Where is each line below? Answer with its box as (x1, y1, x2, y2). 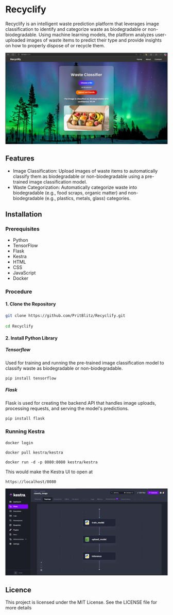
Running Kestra (5, 428, 45, 435)
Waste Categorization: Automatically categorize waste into (12, 184, 137, 190)
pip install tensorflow (5, 375, 57, 381)
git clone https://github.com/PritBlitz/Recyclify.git (5, 313, 126, 318)
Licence (5, 585, 32, 594)
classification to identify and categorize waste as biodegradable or (5, 26, 147, 32)
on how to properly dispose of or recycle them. (5, 42, 105, 48)
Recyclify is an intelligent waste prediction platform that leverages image (5, 21, 160, 27)
